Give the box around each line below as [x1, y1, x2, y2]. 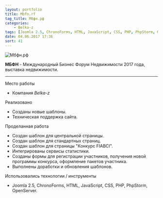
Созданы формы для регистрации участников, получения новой [12, 153, 147, 159]
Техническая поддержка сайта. [12, 114, 78, 119]
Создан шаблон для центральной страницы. [12, 132, 104, 138]
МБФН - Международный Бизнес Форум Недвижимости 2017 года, [5, 61, 146, 67]
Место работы [5, 81, 35, 86]
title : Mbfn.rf [5, 12, 36, 16]
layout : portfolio [5, 7, 42, 12]
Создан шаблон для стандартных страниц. [12, 138, 101, 144]
